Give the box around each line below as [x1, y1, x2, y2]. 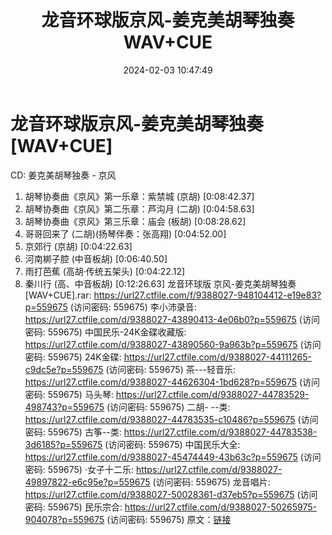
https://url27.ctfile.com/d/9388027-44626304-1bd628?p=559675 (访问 [24, 376, 321, 388]
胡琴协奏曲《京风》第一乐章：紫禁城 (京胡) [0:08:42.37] [24, 190, 255, 202]
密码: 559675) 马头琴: [24, 388, 114, 400]
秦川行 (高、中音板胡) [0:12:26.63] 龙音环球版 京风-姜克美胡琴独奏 [24, 277, 297, 290]
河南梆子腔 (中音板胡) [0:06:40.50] [24, 252, 168, 265]
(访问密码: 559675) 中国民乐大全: [104, 438, 241, 450]
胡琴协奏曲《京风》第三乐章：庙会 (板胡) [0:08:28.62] [24, 215, 247, 227]
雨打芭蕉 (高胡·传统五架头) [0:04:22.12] [24, 265, 186, 277]
